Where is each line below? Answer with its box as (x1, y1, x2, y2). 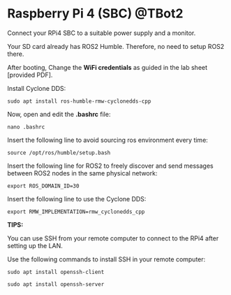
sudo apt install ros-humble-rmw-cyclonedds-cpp (7, 97, 151, 105)
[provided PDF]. (7, 71, 53, 79)
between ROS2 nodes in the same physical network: (7, 168, 158, 177)
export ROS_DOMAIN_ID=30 (7, 182, 80, 189)
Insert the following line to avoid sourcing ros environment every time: (7, 136, 208, 144)
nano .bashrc (7, 123, 45, 131)
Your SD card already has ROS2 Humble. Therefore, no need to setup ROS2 (7, 42, 225, 50)
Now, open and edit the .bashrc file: (7, 110, 111, 118)
